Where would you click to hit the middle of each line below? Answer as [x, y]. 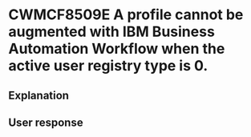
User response [46, 122]
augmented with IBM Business [111, 32]
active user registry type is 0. [108, 66]
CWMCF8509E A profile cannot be [126, 15]
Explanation [39, 95]
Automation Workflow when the [117, 49]
